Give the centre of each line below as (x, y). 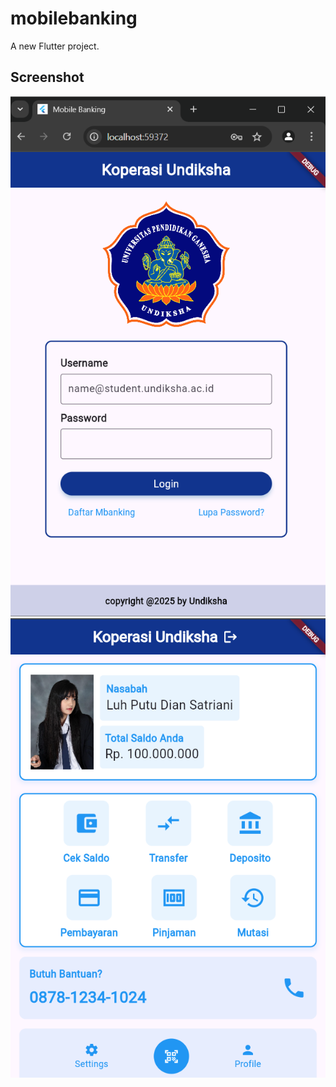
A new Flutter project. (55, 46)
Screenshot (47, 77)
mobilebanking (74, 18)
